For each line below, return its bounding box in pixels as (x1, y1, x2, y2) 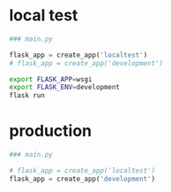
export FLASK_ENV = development (9, 83, 121, 92)
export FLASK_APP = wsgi (9, 74, 93, 84)
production (9, 121, 93, 142)
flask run (9, 91, 46, 100)
